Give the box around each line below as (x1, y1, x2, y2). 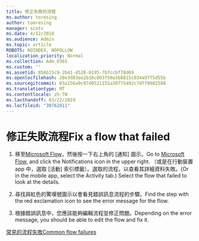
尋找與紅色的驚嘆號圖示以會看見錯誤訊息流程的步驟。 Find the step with (14, 191, 189, 198)
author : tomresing (6, 20, 52, 26)
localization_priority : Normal (6, 53, 84, 59)
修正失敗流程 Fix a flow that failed (6, 130, 170, 143)
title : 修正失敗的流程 (6, 8, 56, 15)
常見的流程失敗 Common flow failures (6, 229, 97, 236)
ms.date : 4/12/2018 (6, 31, 55, 37)
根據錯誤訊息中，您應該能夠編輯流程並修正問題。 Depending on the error (14, 210, 192, 217)
